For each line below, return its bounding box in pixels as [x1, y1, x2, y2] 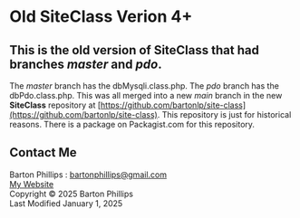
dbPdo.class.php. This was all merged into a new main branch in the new [9, 90, 283, 100]
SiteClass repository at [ [9, 100, 102, 110]
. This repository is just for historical [157, 109, 292, 119]
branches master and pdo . [9, 56, 162, 71]
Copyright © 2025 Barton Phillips [9, 188, 134, 199]
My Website [9, 178, 54, 189]
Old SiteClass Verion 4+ [9, 6, 193, 27]
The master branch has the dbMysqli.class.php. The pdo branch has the [9, 81, 279, 91]
